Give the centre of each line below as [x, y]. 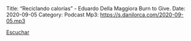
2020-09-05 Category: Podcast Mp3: [52, 15]
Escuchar [18, 32]
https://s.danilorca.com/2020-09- [142, 15]
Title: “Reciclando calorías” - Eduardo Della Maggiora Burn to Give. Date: [96, 8]
